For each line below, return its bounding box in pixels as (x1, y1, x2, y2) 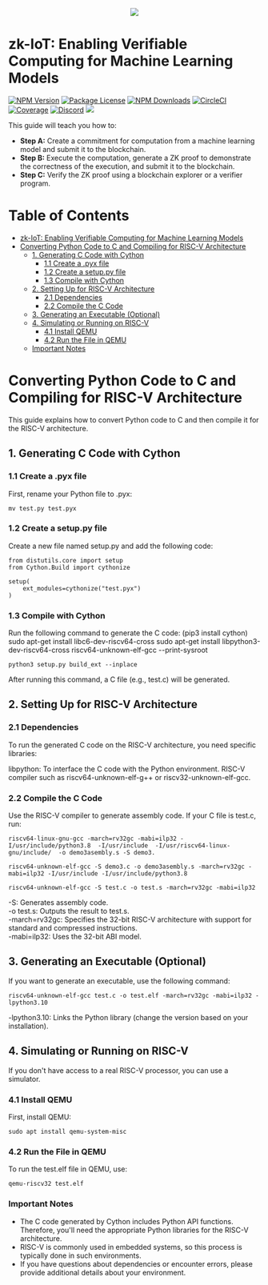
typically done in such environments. (19, 1251, 142, 1260)
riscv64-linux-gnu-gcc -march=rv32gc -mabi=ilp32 (8, 835, 178, 843)
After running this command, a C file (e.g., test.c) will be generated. (8, 675, 230, 684)
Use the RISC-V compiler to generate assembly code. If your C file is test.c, (8, 811, 257, 820)
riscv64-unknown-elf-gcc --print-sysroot (71, 645, 208, 655)
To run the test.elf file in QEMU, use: (8, 1164, 128, 1174)
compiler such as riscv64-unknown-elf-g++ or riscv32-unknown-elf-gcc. (8, 772, 251, 782)
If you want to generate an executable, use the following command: (8, 976, 230, 986)
